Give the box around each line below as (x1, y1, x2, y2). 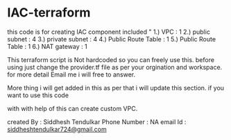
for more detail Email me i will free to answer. (7, 70, 136, 79)
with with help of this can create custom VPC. (7, 104, 138, 112)
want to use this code (7, 91, 69, 99)
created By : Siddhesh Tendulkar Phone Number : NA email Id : (7, 117, 187, 126)
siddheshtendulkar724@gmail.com (7, 125, 107, 133)
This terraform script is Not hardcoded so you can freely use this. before (7, 55, 215, 63)
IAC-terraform (7, 5, 91, 21)
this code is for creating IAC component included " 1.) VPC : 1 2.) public (7, 28, 210, 36)
